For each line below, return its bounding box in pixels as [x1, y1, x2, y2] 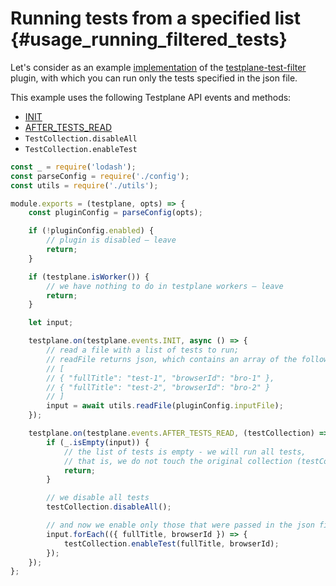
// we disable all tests [46, 493, 150, 503]
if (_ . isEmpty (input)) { [46, 437, 150, 447]
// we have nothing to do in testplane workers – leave [46, 281, 284, 291]
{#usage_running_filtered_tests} [10, 28, 288, 51]
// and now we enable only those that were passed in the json [46, 520, 315, 531]
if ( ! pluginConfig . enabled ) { [28, 226, 155, 236]
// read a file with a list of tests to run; [46, 345, 240, 356]
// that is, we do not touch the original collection [63, 456, 293, 466]
